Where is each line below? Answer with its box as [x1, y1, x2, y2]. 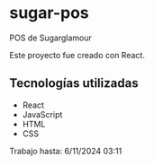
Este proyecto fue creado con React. [9, 49, 146, 60]
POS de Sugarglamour [9, 32, 93, 43]
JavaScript [22, 109, 63, 119]
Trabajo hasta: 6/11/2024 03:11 [9, 145, 122, 156]
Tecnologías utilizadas [9, 75, 139, 91]
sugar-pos [9, 3, 90, 23]
